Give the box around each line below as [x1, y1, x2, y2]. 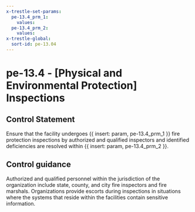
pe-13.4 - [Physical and [6, 67, 122, 80]
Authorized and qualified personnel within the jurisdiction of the [6, 175, 160, 182]
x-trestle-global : [6, 36, 51, 42]
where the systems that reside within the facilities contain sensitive [6, 194, 169, 201]
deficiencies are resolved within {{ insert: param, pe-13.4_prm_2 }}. [6, 142, 169, 149]
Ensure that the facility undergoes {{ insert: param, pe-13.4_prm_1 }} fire [6, 130, 180, 137]
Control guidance [6, 159, 72, 170]
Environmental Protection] [6, 79, 137, 93]
